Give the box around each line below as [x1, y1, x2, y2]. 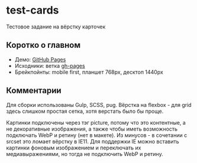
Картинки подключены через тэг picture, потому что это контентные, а [6, 119, 186, 126]
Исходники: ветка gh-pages [14, 62, 85, 69]
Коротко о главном [6, 40, 81, 50]
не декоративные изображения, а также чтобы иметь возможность [6, 125, 178, 132]
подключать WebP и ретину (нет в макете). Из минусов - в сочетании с [6, 131, 188, 139]
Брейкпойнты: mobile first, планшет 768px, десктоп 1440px [14, 69, 164, 76]
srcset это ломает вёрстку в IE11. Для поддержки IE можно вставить [6, 138, 179, 145]
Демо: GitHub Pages [14, 56, 66, 63]
